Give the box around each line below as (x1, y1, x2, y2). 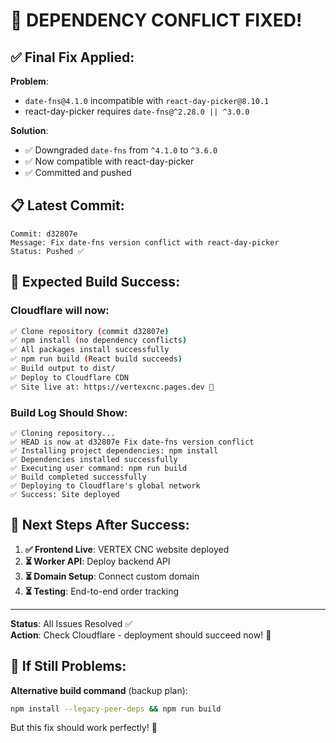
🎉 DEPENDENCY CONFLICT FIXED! (10, 9, 303, 32)
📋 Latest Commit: (10, 197, 125, 214)
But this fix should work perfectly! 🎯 (10, 722, 158, 734)
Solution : (10, 125, 49, 136)
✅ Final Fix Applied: (10, 49, 135, 66)
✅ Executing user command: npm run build (10, 463, 188, 473)
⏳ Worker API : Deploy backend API (24, 555, 171, 567)
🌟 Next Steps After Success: (10, 517, 190, 534)
